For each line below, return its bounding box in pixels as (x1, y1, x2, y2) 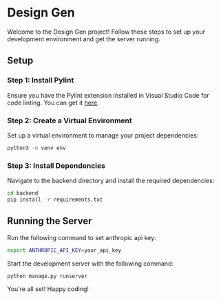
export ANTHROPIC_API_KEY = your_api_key (7, 246, 122, 254)
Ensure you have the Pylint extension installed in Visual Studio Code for (7, 91, 210, 99)
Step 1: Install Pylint (7, 76, 74, 85)
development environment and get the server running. (7, 34, 160, 43)
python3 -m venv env (7, 144, 67, 151)
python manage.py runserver (7, 272, 88, 279)
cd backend (7, 190, 39, 197)
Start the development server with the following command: (7, 259, 174, 268)
